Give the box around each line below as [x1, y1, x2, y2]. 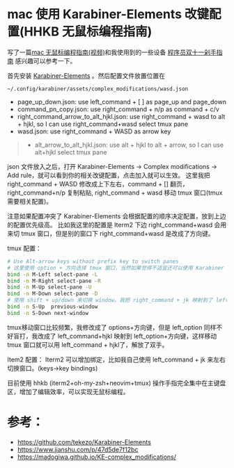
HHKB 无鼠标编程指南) [24, 24, 153, 40]
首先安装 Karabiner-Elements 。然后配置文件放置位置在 [7, 71, 166, 80]
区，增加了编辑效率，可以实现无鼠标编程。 [7, 387, 130, 396]
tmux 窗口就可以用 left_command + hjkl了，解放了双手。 [7, 340, 169, 348]
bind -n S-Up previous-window [7, 303, 98, 310]
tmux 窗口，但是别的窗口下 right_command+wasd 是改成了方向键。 [20, 229, 214, 237]
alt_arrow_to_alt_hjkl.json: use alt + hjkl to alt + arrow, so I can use [34, 140, 224, 149]
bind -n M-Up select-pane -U [7, 284, 92, 291]
